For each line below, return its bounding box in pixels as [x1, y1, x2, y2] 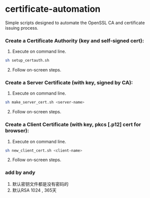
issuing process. [5, 25, 38, 31]
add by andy [5, 169, 35, 176]
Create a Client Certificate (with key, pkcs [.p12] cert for [5, 121, 141, 128]
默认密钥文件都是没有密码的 [12, 181, 69, 187]
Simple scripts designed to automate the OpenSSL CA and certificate [5, 20, 145, 26]
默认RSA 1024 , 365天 [12, 187, 57, 193]
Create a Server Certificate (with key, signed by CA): [5, 79, 133, 86]
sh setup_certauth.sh [5, 58, 50, 63]
